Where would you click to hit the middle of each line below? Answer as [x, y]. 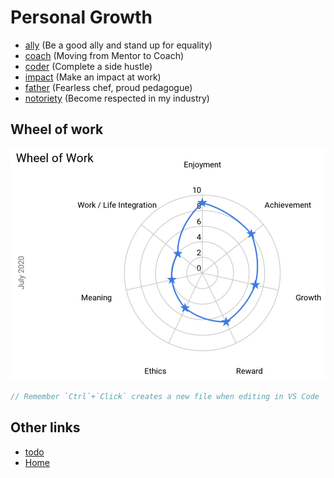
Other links [45, 427]
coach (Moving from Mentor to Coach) [104, 55]
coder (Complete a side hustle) [88, 66]
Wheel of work [57, 129]
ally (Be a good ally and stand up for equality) [118, 45]
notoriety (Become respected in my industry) [117, 98]
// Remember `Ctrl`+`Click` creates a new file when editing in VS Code [165, 396]
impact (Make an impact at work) [93, 77]
